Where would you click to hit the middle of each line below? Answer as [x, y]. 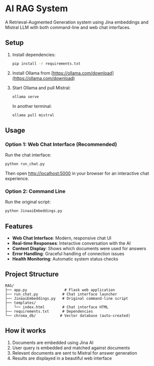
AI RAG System [37, 9]
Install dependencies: [34, 54]
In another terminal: [32, 106]
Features [19, 226]
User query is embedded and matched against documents [71, 348]
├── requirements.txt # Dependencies [49, 311]
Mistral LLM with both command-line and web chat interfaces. [68, 27]
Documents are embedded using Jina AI [53, 342]
